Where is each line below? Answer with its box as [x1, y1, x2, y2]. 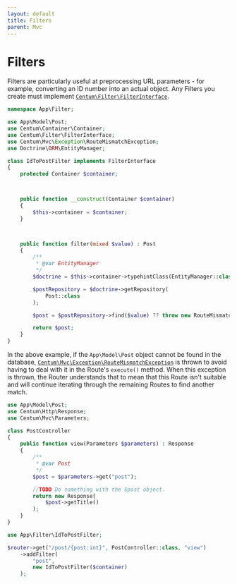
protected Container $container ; [20, 171, 119, 178]
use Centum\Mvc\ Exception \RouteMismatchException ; [7, 138, 159, 145]
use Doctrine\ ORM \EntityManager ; [7, 145, 106, 152]
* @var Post [35, 460, 71, 468]
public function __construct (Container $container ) [20, 195, 175, 203]
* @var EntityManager [35, 260, 99, 267]
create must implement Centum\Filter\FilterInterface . [7, 92, 169, 101]
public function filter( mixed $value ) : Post [20, 241, 157, 248]
